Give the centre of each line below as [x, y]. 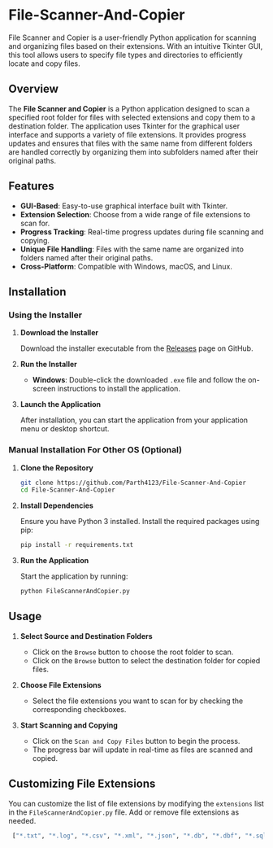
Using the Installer [45, 315]
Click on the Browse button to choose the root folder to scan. [133, 652]
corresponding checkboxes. [79, 709]
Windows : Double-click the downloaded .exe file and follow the [139, 380]
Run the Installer [48, 365]
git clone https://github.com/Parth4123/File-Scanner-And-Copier [133, 483]
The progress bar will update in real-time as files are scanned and [143, 750]
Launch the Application [61, 404]
